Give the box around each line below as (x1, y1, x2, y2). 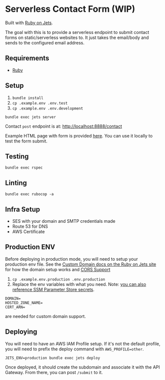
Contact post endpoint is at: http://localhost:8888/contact (5, 123, 122, 129)
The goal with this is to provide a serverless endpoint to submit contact (5, 29, 149, 35)
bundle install (12, 95, 44, 101)
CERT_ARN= (5, 305, 26, 310)
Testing (5, 152, 29, 161)
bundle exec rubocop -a (5, 192, 54, 197)
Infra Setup (5, 205, 40, 213)
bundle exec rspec (5, 165, 43, 171)
